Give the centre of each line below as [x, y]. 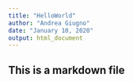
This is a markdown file [66, 70]
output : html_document [46, 38]
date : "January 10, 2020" [51, 30]
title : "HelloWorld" [42, 16]
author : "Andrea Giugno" [49, 23]
